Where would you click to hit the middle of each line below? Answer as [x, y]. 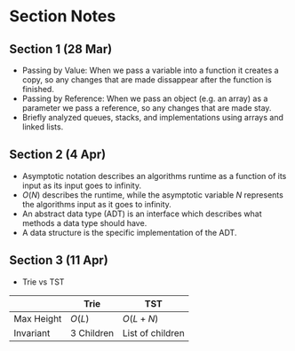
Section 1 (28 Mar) [61, 49]
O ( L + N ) [140, 318]
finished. [38, 89]
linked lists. [43, 127]
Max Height [38, 318]
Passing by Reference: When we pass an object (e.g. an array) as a [145, 98]
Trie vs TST [43, 282]
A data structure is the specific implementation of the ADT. [129, 232]
